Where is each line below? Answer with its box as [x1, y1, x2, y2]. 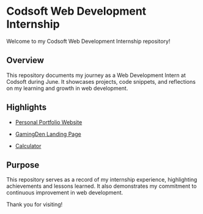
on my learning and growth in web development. [6, 84, 128, 92]
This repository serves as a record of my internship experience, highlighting [6, 176, 197, 183]
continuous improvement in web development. [6, 189, 124, 196]
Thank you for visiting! [6, 201, 63, 208]
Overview [6, 55, 45, 65]
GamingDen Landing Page [15, 130, 81, 138]
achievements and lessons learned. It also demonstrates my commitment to [6, 182, 197, 190]
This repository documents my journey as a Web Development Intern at [6, 72, 186, 79]
